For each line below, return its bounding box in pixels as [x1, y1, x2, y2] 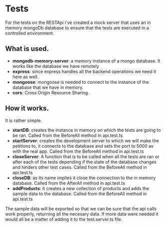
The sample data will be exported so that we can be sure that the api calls [5, 206, 157, 212]
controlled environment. [5, 30, 54, 36]
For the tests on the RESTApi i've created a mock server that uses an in [5, 19, 151, 25]
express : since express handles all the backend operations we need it [12, 68, 157, 74]
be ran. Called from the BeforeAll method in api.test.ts [12, 132, 123, 138]
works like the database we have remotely [12, 63, 99, 69]
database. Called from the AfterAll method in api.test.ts [12, 180, 126, 186]
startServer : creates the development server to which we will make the [12, 138, 160, 144]
